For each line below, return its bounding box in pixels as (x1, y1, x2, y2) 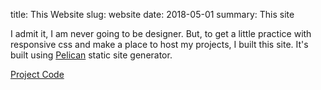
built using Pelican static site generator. (10, 49, 173, 61)
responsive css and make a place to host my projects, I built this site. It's (10, 39, 309, 50)
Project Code (10, 69, 65, 80)
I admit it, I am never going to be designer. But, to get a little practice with (10, 28, 312, 39)
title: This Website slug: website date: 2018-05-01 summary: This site (10, 9, 295, 20)
